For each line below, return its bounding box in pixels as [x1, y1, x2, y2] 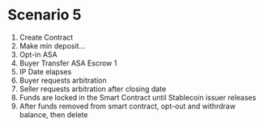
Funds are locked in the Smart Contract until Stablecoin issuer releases [19, 92, 257, 102]
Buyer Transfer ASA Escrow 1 [19, 58, 117, 68]
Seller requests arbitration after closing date [19, 83, 167, 94]
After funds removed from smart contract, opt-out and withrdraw [19, 101, 236, 111]
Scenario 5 [7, 6, 82, 24]
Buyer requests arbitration [19, 75, 107, 85]
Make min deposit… [19, 40, 86, 50]
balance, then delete [19, 109, 88, 119]
